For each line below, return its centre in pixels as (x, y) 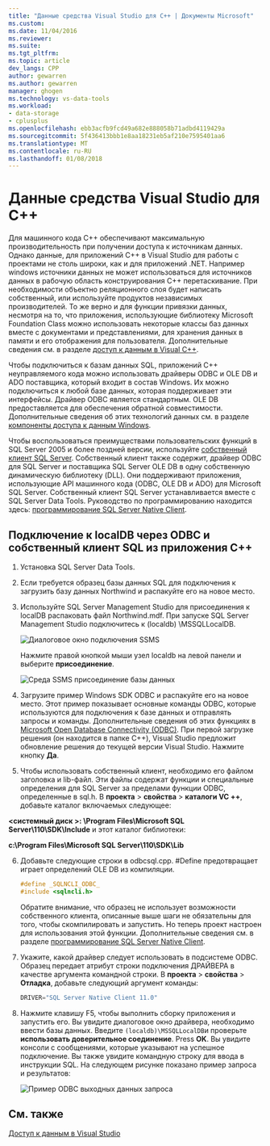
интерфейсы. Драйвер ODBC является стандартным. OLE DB (114, 400)
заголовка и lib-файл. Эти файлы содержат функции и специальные (137, 779)
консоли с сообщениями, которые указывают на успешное (122, 1047)
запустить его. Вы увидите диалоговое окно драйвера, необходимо (137, 1022)
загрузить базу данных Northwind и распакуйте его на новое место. (137, 591)
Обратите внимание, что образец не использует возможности (128, 907)
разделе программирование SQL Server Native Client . (112, 941)
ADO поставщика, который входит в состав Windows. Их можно (119, 382)
